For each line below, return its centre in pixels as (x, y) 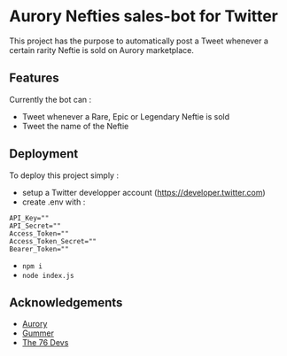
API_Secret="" (35, 226)
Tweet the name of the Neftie (75, 126)
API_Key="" (29, 218)
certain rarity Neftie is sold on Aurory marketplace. (102, 50)
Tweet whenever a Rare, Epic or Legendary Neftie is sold (126, 116)
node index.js (48, 275)
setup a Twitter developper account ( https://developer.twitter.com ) (143, 192)
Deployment (44, 154)
